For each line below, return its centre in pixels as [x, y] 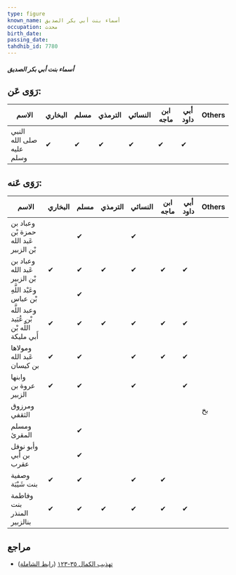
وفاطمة [22, 496]
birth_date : [25, 33]
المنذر [20, 513]
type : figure [26, 14]
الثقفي [20, 415]
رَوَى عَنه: [25, 182]
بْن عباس [24, 299]
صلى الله [24, 140]
